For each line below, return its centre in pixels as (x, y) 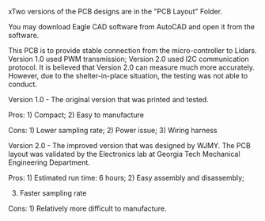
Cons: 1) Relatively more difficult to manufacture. (87, 208)
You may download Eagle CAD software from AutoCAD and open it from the (132, 27)
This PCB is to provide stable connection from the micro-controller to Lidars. (132, 50)
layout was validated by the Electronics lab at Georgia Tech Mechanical (124, 154)
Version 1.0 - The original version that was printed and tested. (109, 99)
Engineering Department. (49, 162)
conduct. (23, 84)
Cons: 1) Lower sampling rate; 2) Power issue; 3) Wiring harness (113, 130)
